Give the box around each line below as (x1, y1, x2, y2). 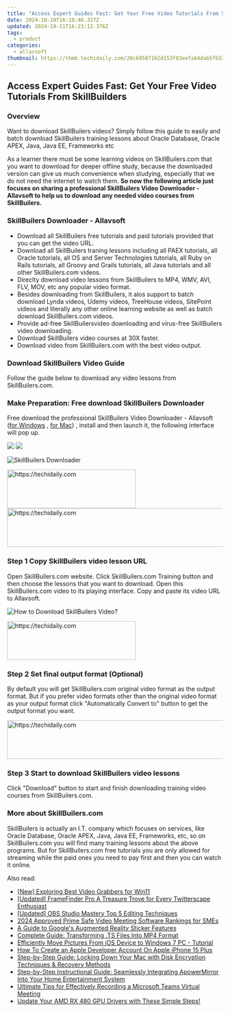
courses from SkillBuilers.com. (7, 791, 94, 800)
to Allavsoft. (7, 594, 41, 602)
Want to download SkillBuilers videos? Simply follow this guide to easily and (7, 127, 221, 135)
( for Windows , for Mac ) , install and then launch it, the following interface (7, 421, 214, 429)
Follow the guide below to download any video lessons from (7, 374, 177, 382)
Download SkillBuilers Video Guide (7, 358, 125, 368)
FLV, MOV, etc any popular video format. (16, 282, 131, 291)
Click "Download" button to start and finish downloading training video (7, 784, 207, 792)
